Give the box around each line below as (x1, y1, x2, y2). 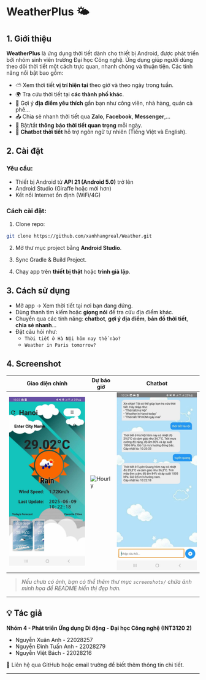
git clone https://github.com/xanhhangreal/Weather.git (6, 233, 152, 239)
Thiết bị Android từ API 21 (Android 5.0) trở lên (15, 178, 134, 186)
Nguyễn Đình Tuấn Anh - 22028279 (15, 643, 106, 650)
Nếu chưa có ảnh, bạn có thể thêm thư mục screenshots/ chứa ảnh (21, 578, 192, 586)
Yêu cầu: (6, 164, 33, 173)
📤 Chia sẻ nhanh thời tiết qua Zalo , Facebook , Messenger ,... (15, 113, 170, 120)
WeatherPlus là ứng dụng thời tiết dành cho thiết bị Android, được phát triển (6, 50, 199, 57)
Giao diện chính (26, 380, 68, 387)
